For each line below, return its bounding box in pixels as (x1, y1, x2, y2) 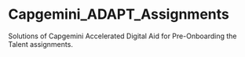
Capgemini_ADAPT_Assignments (8, 5, 229, 23)
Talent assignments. (8, 39, 73, 48)
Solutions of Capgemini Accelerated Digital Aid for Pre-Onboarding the (8, 31, 237, 41)
